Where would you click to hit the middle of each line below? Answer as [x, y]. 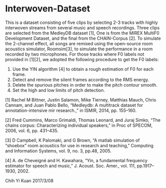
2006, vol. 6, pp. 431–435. [32, 130]
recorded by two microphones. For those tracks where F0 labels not [75, 54]
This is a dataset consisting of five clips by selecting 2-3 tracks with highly [82, 22]
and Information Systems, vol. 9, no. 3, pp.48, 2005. [58, 151]
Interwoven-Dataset [48, 9]
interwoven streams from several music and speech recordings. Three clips [83, 27]
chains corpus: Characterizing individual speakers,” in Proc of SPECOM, [79, 125]
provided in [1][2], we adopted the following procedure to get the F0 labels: [82, 59]
